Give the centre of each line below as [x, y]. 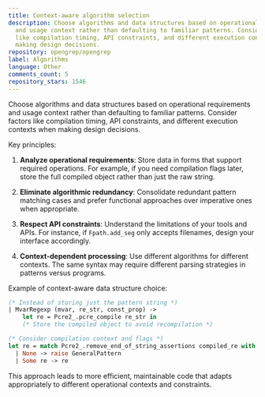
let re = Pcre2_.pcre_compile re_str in [90, 317]
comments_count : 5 [38, 74]
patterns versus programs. [63, 272]
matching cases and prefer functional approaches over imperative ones [136, 200]
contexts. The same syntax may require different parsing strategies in [132, 264]
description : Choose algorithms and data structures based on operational [134, 23]
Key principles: [32, 144]
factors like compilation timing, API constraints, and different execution [123, 121]
